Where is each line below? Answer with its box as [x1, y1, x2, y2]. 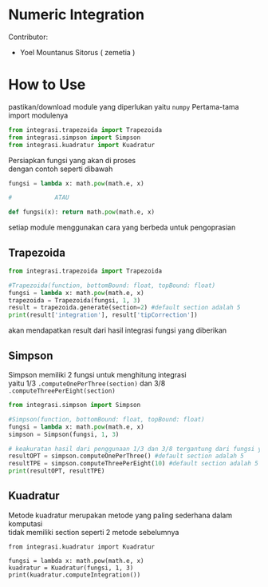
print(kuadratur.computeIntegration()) [8, 570, 141, 579]
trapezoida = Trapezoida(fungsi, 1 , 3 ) [8, 296, 141, 305]
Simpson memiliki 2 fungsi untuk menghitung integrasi [8, 370, 187, 379]
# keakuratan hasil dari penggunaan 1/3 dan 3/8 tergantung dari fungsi [8, 445, 255, 453]
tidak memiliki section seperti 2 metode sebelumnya [8, 527, 179, 537]
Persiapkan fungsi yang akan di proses [8, 155, 136, 165]
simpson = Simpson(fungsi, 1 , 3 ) [8, 430, 120, 438]
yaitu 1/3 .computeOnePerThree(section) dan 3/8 [8, 378, 166, 388]
